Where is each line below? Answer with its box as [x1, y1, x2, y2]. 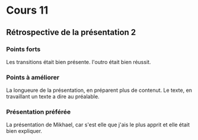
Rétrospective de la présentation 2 [6, 27, 136, 37]
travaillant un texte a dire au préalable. [6, 93, 100, 100]
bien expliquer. [6, 128, 43, 135]
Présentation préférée [6, 108, 71, 116]
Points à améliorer [6, 73, 60, 81]
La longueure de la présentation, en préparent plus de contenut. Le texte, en [6, 87, 193, 94]
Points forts [6, 45, 41, 53]
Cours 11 [6, 4, 49, 17]
